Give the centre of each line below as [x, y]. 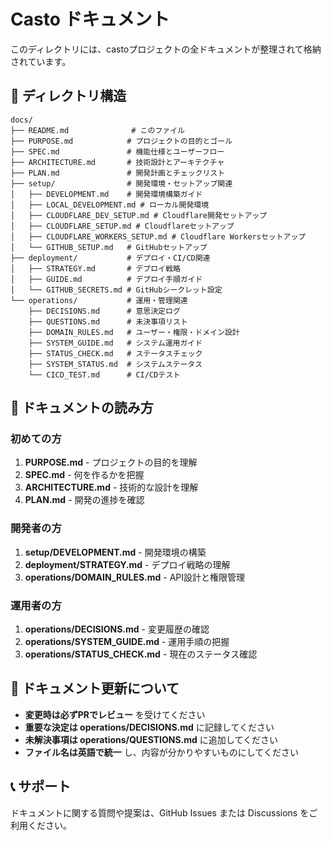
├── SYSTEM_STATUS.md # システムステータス [115, 364]
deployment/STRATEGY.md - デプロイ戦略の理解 [127, 564]
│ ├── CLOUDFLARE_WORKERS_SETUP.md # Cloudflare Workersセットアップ [158, 236]
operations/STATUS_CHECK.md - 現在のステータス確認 [141, 654]
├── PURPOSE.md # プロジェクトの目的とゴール [121, 141]
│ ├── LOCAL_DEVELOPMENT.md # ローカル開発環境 [110, 205]
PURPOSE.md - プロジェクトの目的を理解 [111, 462]
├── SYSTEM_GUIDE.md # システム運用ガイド [115, 343]
